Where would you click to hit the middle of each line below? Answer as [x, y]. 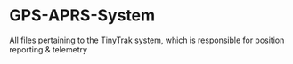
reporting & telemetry [48, 49]
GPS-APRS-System [82, 16]
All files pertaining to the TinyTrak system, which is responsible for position [147, 40]
